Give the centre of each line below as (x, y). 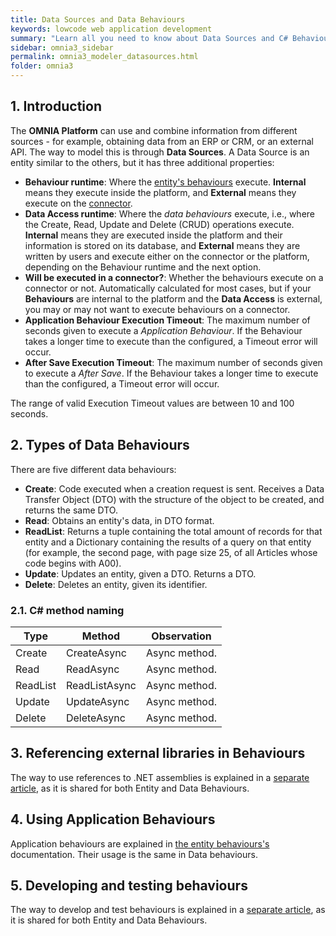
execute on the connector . (78, 203)
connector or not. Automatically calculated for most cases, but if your (168, 288)
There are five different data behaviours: (93, 469)
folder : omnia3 (42, 66)
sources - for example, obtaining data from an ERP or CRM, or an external (162, 141)
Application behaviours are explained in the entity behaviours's (140, 843)
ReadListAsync (101, 685)
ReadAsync (92, 669)
